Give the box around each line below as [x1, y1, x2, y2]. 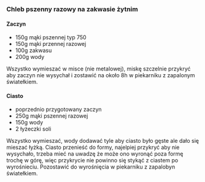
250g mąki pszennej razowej [15, 112, 88, 119]
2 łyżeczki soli [15, 125, 52, 133]
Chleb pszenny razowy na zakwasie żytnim [6, 5, 138, 13]
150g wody [15, 119, 44, 126]
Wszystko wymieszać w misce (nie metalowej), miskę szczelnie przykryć [6, 65, 191, 72]
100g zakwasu [15, 47, 52, 54]
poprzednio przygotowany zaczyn [15, 106, 102, 113]
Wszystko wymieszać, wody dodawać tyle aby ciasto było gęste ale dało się [6, 137, 199, 145]
